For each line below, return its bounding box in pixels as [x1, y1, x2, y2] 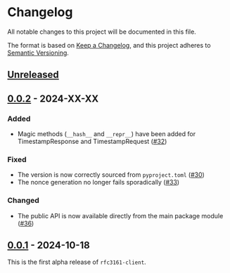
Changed [7, 196, 40, 206]
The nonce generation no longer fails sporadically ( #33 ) [17, 178, 180, 187]
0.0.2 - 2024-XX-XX [7, 93, 99, 105]
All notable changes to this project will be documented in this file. [7, 27, 197, 36]
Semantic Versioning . [7, 48, 69, 57]
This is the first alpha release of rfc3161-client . [7, 258, 146, 267]
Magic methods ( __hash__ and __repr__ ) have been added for [17, 130, 196, 138]
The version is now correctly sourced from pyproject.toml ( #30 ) [17, 171, 205, 179]
